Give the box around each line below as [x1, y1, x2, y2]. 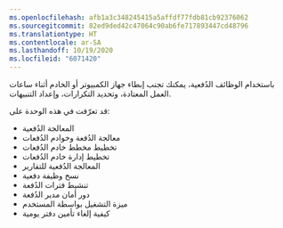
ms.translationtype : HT [9, 29, 98, 38]
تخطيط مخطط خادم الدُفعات [21, 142, 117, 152]
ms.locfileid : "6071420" [9, 54, 101, 63]
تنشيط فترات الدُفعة [21, 180, 89, 190]
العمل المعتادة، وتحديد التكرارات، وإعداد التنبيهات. [9, 88, 172, 99]
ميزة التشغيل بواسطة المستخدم [21, 199, 128, 209]
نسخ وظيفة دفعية [21, 170, 80, 181]
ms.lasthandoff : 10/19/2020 [9, 46, 114, 55]
